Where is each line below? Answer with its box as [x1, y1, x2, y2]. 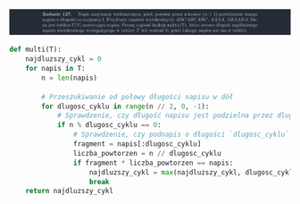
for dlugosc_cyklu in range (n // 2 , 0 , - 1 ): [41, 102, 210, 111]
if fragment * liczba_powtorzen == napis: [72, 158, 234, 167]
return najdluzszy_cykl [25, 187, 114, 196]
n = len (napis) [41, 73, 98, 82]
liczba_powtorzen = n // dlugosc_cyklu [72, 149, 221, 157]
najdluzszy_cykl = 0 [25, 55, 102, 64]
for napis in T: [25, 64, 87, 73]
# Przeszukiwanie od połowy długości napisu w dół [41, 92, 234, 101]
